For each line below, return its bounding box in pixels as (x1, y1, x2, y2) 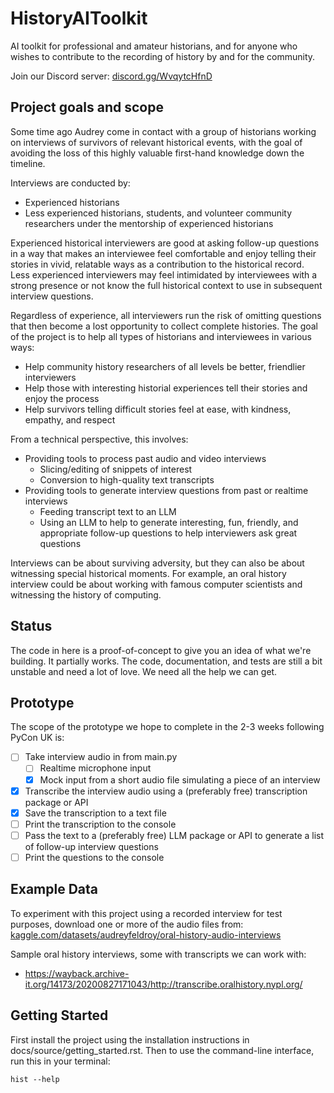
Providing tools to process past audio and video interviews (24, 452, 267, 464)
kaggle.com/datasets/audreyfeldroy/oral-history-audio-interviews (10, 928, 282, 941)
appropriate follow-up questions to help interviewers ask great (39, 527, 298, 539)
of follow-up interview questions (24, 840, 159, 852)
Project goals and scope (10, 99, 164, 116)
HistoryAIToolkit (10, 7, 148, 30)
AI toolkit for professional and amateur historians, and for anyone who (10, 40, 298, 52)
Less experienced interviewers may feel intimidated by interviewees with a (10, 268, 318, 281)
